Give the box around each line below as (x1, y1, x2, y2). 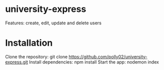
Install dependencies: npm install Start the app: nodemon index (29, 59, 159, 65)
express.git (5, 59, 28, 65)
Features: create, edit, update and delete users (5, 20, 101, 26)
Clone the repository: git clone (5, 54, 68, 60)
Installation (5, 37, 53, 49)
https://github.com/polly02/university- (68, 54, 147, 60)
